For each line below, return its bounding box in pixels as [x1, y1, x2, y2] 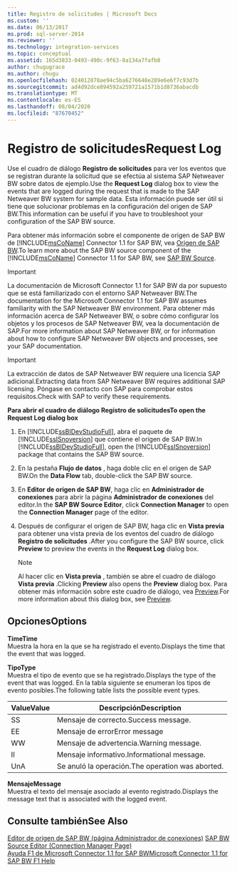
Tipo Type [7, 663, 36, 672]
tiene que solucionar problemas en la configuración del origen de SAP [7, 202, 213, 210]
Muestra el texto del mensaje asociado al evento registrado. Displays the [7, 787, 218, 795]
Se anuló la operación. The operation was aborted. [56, 761, 224, 771]
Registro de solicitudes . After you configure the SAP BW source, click [17, 536, 224, 545]
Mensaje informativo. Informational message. [56, 749, 206, 759]
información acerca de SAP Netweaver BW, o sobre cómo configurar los [7, 311, 219, 320]
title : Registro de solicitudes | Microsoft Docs [7, 10, 158, 18]
